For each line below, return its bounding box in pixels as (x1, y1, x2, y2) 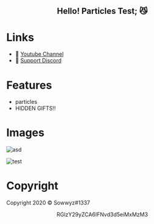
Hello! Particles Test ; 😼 (57, 6, 148, 16)
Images (6, 126, 44, 140)
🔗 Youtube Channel (15, 50, 64, 58)
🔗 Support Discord (15, 57, 62, 64)
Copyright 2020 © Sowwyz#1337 (6, 199, 90, 206)
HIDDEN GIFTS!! (15, 104, 56, 112)
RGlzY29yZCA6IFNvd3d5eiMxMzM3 (57, 211, 148, 219)
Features (6, 78, 52, 92)
